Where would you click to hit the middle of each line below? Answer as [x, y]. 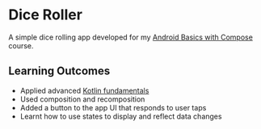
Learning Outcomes [59, 71]
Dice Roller [46, 15]
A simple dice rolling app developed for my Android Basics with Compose [130, 37]
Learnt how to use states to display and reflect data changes [121, 116]
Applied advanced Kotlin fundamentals [84, 90]
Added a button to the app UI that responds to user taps [113, 107]
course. [21, 45]
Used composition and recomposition [82, 99]
